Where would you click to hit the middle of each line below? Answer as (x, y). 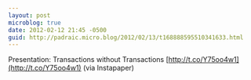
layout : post (29, 15)
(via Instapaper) (109, 68)
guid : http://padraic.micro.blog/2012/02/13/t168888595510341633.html (126, 37)
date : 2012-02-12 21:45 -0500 (58, 30)
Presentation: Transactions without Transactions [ (88, 60)
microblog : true (35, 23)
